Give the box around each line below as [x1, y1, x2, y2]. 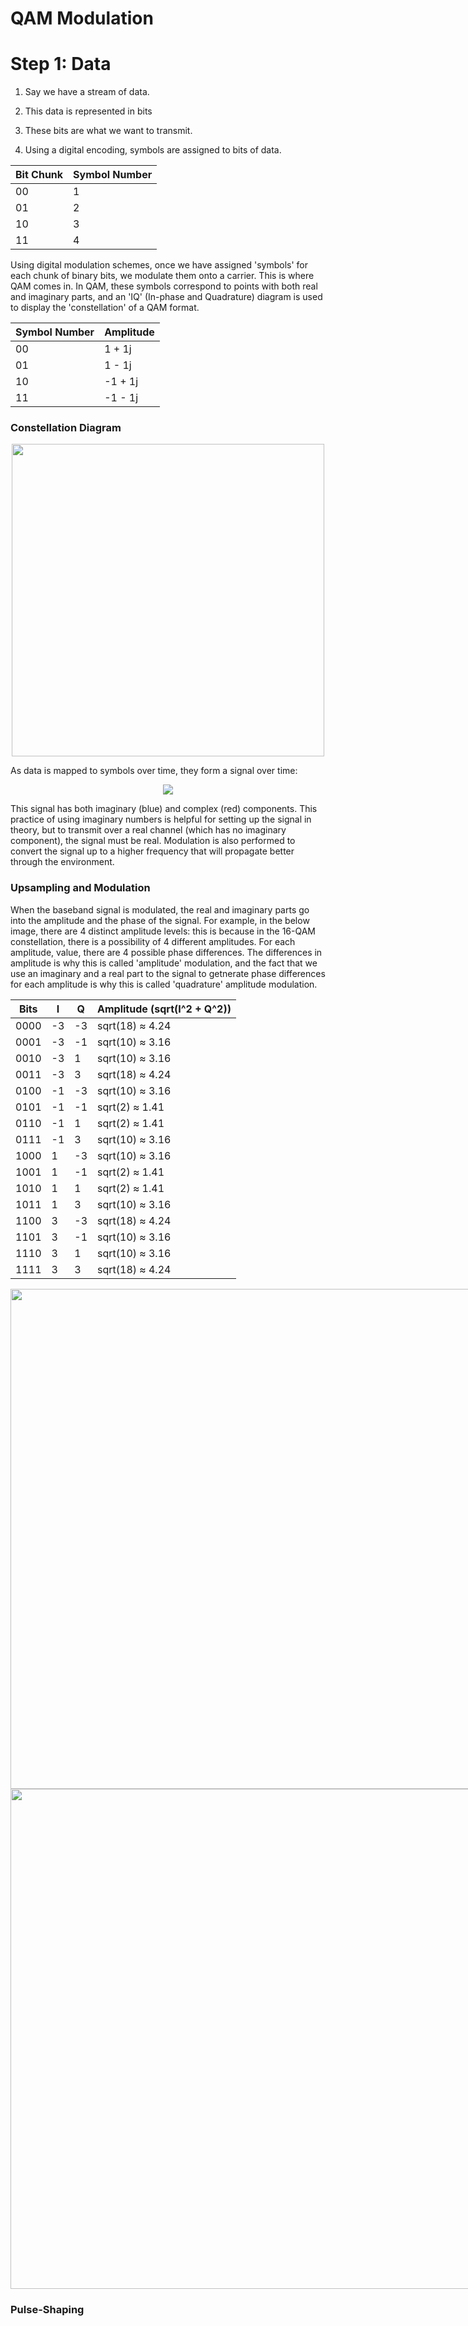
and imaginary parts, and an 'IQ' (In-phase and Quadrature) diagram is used [10, 291, 323, 303]
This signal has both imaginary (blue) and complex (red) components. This [10, 803, 318, 815]
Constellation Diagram [10, 421, 122, 435]
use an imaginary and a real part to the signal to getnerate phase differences [10, 967, 326, 979]
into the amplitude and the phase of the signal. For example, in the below [10, 914, 310, 926]
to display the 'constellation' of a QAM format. [10, 302, 200, 314]
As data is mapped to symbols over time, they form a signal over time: [10, 765, 298, 777]
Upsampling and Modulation [10, 881, 151, 895]
